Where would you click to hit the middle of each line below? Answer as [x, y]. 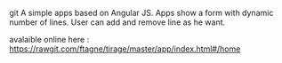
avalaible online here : [49, 39]
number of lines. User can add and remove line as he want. [117, 22]
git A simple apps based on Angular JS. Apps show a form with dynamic [141, 13]
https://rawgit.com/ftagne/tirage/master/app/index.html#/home [125, 49]
